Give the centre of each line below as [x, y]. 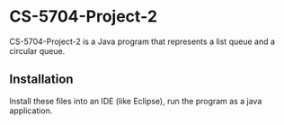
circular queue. [37, 50]
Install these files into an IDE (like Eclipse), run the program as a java [136, 101]
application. [31, 111]
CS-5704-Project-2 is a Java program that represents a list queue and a [142, 41]
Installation [41, 80]
